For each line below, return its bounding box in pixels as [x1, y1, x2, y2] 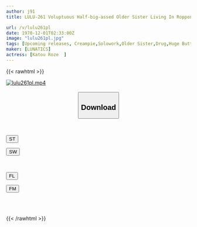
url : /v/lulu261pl [6, 25, 51, 30]
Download [81, 103, 116, 112]
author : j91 [6, 8, 35, 15]
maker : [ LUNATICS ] [6, 46, 51, 53]
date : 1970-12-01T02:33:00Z [6, 30, 75, 36]
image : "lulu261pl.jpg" [6, 36, 64, 42]
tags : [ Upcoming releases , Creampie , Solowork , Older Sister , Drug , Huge [6, 41, 180, 47]
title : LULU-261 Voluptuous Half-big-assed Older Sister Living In [6, 14, 175, 20]
